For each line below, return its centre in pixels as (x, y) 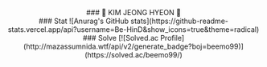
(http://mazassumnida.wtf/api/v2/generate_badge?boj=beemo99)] (133, 46)
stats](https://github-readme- (180, 21)
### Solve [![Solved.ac (121, 38)
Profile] (173, 38)
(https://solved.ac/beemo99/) (133, 55)
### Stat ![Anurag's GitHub (84, 21)
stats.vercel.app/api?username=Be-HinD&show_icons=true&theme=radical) (133, 30)
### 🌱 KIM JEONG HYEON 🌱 (133, 12)
